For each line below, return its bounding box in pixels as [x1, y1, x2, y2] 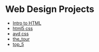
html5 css [12, 25, 33, 31]
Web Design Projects [5, 3, 94, 15]
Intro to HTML [12, 20, 42, 26]
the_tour [12, 36, 30, 42]
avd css [12, 30, 29, 36]
